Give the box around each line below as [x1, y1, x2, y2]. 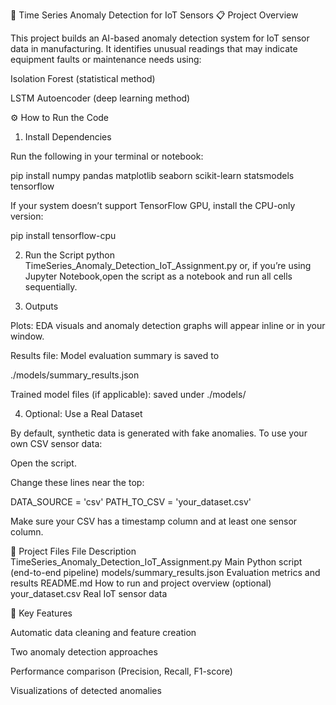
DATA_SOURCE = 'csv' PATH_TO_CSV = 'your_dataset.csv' [10, 496, 252, 508]
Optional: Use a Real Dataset [24, 408, 143, 419]
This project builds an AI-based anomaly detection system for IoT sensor [10, 32, 310, 44]
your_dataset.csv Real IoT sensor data [10, 588, 168, 599]
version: [10, 210, 44, 222]
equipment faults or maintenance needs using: [10, 54, 202, 65]
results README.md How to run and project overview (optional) [10, 577, 272, 589]
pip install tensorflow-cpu [10, 230, 117, 241]
